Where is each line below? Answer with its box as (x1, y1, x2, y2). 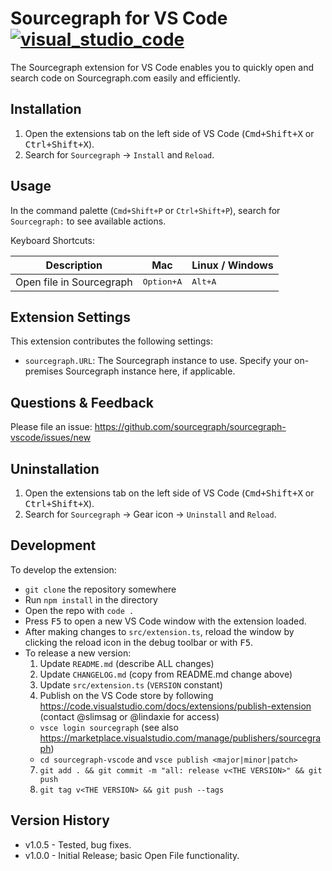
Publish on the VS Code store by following (39, 689, 214, 701)
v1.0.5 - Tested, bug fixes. (24, 838, 132, 851)
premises (24, 365, 64, 377)
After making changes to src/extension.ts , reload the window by (24, 625, 295, 637)
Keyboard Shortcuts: (10, 234, 95, 246)
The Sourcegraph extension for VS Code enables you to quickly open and (10, 61, 315, 73)
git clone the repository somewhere (24, 583, 177, 595)
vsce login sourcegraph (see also (39, 721, 179, 733)
